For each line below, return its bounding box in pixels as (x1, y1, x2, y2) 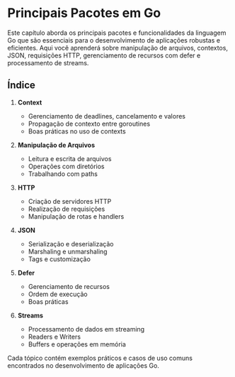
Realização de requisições (28, 204, 105, 213)
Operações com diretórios (28, 162, 105, 170)
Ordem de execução (28, 290, 88, 298)
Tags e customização (28, 254, 91, 263)
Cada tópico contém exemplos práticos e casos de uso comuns (7, 354, 193, 362)
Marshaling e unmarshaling (28, 247, 108, 256)
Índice (7, 80, 35, 92)
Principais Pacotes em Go (7, 5, 161, 21)
